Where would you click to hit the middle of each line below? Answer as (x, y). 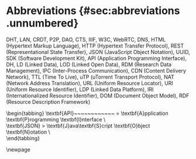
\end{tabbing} (23, 138)
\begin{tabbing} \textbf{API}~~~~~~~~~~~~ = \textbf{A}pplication (87, 113)
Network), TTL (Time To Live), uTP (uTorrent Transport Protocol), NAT (90, 77)
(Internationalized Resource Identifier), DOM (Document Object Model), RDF (98, 96)
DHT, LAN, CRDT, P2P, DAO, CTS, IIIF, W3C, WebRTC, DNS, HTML (86, 39)
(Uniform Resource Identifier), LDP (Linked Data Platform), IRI (80, 89)
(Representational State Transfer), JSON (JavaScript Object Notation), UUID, (98, 52)
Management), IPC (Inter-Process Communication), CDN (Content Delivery (96, 70)
